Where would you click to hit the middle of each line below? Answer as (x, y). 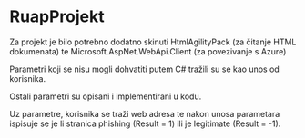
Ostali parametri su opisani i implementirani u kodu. (106, 96)
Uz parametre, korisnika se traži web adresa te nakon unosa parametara (145, 113)
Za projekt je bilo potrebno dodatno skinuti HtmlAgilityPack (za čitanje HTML (153, 42)
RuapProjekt (57, 17)
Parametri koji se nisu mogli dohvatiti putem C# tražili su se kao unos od (144, 69)
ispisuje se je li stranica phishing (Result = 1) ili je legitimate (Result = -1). (145, 123)
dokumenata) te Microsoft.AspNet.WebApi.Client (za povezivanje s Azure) (148, 51)
